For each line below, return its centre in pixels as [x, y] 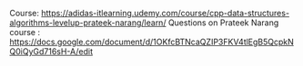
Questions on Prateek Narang [223, 23]
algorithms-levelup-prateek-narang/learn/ [88, 23]
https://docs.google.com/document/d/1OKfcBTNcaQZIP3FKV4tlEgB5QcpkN [151, 42]
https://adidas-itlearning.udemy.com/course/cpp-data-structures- [165, 13]
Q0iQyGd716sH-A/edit [51, 52]
